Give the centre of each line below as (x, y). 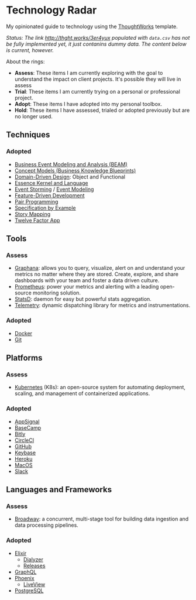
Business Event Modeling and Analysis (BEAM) (71, 164)
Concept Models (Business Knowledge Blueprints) (75, 170)
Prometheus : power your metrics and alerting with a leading (87, 287)
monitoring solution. (56, 293)
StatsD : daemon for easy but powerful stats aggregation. (83, 299)
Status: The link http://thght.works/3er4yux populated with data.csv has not (98, 37)
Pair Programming (36, 201)
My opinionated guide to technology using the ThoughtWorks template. (92, 26)
